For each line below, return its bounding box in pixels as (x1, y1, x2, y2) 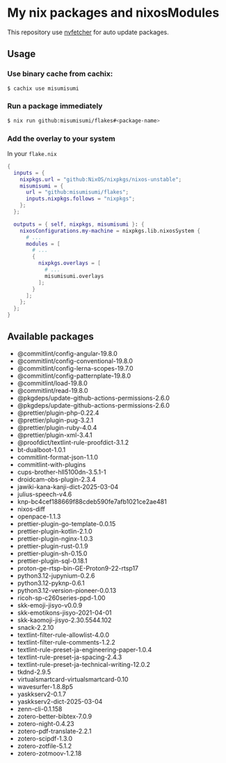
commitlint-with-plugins (17, 460, 86, 468)
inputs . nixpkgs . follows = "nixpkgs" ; (25, 195, 136, 203)
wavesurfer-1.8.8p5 (17, 682, 73, 691)
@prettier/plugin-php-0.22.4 (17, 408, 99, 417)
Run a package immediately (7, 101, 103, 111)
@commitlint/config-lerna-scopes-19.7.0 (17, 364, 134, 372)
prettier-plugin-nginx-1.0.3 (17, 534, 93, 543)
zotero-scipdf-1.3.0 (17, 734, 73, 743)
